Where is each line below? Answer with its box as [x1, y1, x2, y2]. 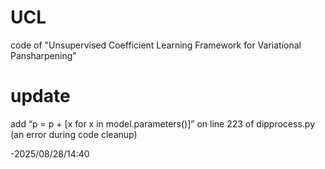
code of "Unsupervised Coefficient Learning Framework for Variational [10, 39, 302, 51]
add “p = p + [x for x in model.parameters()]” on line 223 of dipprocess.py [10, 117, 316, 130]
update [10, 85, 71, 108]
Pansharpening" [10, 49, 77, 61]
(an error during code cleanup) [10, 128, 138, 140]
